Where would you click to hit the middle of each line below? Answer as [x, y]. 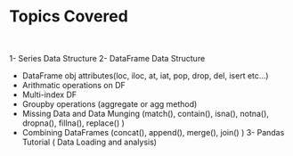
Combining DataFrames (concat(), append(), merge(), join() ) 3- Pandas [153, 132]
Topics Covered [69, 16]
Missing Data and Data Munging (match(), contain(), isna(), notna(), [146, 113]
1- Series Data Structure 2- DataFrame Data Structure [107, 58]
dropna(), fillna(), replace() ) [73, 123]
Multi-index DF [49, 94]
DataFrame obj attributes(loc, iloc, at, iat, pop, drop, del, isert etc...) [145, 75]
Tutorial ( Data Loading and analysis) [90, 142]
